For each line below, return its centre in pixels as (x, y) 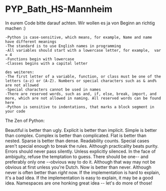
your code (15, 111)
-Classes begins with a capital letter (46, 63)
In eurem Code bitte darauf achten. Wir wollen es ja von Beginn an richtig (80, 23)
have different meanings (31, 42)
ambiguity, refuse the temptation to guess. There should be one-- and (77, 156)
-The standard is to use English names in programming (63, 46)
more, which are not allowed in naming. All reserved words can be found (83, 98)
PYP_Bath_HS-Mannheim (59, 9)
